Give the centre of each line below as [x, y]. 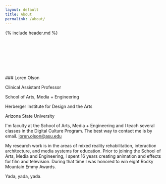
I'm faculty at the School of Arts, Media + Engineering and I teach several [80, 126]
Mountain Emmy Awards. [30, 167]
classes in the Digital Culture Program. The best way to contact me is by [79, 131]
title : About [19, 14]
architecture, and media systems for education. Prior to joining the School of [83, 151]
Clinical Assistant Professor [33, 88]
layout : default [22, 10]
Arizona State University [30, 116]
